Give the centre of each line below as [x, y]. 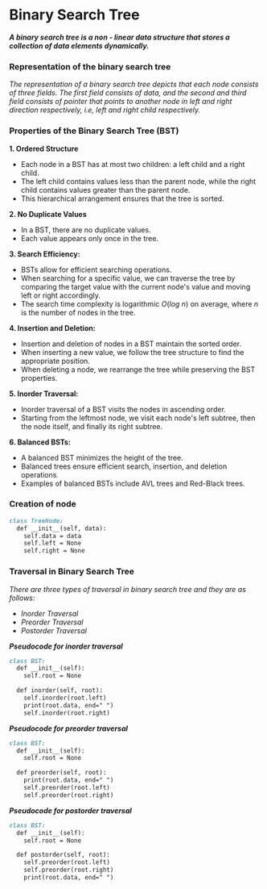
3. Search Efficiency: [45, 254]
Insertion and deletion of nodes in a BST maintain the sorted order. [131, 344]
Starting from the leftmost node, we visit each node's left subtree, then [138, 418]
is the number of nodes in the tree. [78, 312]
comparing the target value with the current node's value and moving [136, 286]
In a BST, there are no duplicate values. [86, 230]
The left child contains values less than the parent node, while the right [138, 181]
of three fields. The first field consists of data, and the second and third [128, 93]
